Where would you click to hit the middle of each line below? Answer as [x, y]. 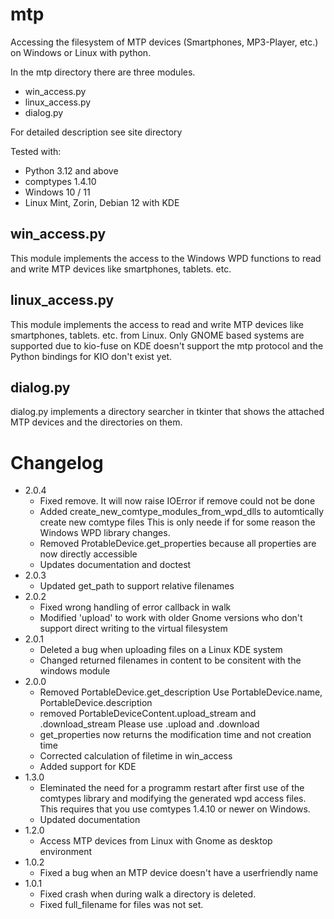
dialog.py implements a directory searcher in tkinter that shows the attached [167, 412]
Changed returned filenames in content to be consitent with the [170, 660]
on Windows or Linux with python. [81, 52]
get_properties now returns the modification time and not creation [175, 735]
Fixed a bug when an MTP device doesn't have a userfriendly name [179, 873]
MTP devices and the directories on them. [96, 422]
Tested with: [36, 151]
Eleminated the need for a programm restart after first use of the [172, 788]
